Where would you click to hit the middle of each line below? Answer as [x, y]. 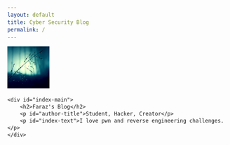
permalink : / [26, 29]
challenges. [207, 121]
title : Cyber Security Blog [48, 22]
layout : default [31, 15]
